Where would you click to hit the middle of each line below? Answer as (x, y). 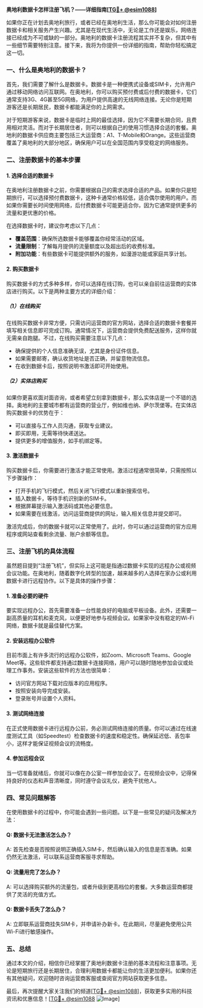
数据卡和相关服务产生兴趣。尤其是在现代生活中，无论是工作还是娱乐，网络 (99, 30)
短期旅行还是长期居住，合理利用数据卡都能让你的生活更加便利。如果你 (104, 971)
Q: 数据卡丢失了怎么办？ (36, 909)
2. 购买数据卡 (23, 269)
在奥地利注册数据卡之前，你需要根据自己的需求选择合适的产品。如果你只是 (99, 190)
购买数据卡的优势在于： (35, 413)
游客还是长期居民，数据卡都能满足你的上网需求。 (67, 107)
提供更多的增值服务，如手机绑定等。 (60, 441)
